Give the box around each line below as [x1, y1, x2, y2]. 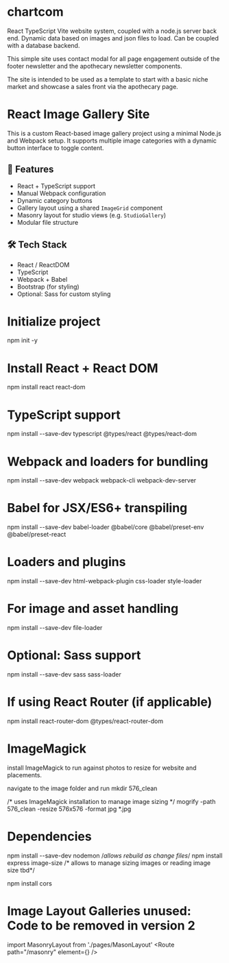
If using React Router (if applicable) [7, 694, 213, 710]
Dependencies [7, 829, 92, 844]
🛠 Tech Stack [7, 239, 67, 251]
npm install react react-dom [7, 383, 86, 391]
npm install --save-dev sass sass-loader [7, 670, 121, 679]
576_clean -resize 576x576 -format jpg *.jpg [7, 805, 132, 813]
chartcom [7, 4, 64, 20]
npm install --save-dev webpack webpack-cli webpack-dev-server [7, 476, 197, 485]
